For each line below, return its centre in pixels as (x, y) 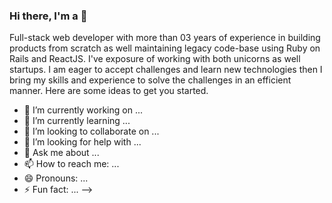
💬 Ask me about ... (61, 153)
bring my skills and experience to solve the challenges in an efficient (150, 80)
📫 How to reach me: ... (71, 164)
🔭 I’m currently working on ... (83, 110)
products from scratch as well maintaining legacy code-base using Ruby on (165, 48)
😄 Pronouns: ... (56, 178)
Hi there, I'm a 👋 (48, 16)
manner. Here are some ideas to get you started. (109, 91)
